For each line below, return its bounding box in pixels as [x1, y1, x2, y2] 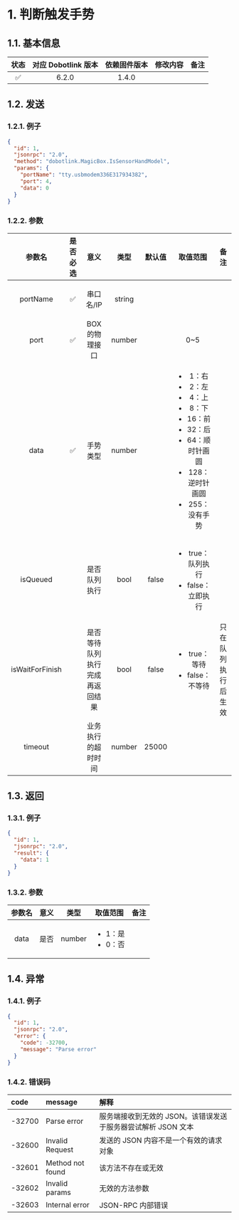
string [115, 293, 134, 303]
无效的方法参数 [99, 1183, 149, 1193]
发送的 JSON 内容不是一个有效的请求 [99, 1135, 223, 1145]
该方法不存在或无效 [99, 1162, 164, 1172]
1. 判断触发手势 [7, 6, 95, 23]
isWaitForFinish [11, 664, 63, 674]
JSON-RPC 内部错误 [99, 1200, 169, 1210]
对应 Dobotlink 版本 [32, 60, 98, 70]
